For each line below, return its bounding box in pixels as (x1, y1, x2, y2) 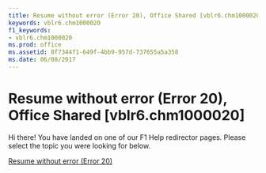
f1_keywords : (8, 26, 51, 34)
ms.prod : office (8, 41, 62, 49)
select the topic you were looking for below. (8, 141, 151, 150)
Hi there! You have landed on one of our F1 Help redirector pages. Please (8, 132, 246, 142)
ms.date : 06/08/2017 (8, 56, 77, 64)
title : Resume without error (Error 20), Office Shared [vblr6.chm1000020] (8, 11, 264, 20)
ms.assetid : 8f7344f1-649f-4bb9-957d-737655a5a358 (8, 48, 179, 56)
